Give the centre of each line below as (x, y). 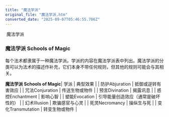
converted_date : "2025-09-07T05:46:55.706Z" (53, 19)
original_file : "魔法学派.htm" (36, 15)
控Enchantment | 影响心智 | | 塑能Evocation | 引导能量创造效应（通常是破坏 (83, 96)
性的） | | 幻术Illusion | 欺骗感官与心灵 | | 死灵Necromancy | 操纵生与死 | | (81, 103)
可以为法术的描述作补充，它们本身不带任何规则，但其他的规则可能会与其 (84, 67)
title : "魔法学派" (23, 10)
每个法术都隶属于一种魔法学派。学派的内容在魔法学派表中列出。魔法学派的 (82, 61)
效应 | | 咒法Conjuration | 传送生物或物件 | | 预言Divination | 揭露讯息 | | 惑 (86, 90)
